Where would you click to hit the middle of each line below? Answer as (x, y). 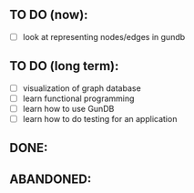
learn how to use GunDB (68, 108)
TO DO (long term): (64, 66)
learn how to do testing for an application (100, 118)
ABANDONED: (51, 179)
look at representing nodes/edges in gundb (104, 36)
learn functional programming (78, 98)
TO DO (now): (49, 15)
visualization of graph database (82, 88)
